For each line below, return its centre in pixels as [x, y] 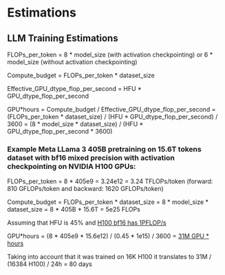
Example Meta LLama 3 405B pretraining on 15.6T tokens [104, 149]
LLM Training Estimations [63, 38]
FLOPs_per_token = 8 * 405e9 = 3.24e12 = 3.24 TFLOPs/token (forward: [110, 181]
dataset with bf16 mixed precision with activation [91, 158]
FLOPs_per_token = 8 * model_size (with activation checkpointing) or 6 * [110, 54]
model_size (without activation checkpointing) [72, 62]
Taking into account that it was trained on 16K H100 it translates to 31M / [109, 257]
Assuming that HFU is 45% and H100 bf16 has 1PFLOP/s [87, 223]
